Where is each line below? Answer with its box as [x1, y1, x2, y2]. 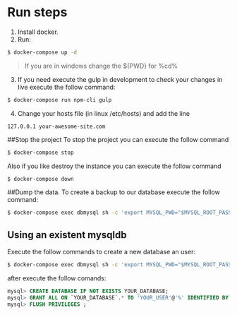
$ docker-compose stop [7, 149, 74, 156]
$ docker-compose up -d [7, 49, 78, 56]
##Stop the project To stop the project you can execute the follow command [7, 135, 229, 143]
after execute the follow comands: [7, 274, 107, 283]
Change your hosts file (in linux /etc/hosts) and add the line [17, 109, 190, 117]
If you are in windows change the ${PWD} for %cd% [24, 61, 178, 70]
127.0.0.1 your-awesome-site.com [7, 123, 106, 130]
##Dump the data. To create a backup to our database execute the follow [7, 188, 220, 196]
